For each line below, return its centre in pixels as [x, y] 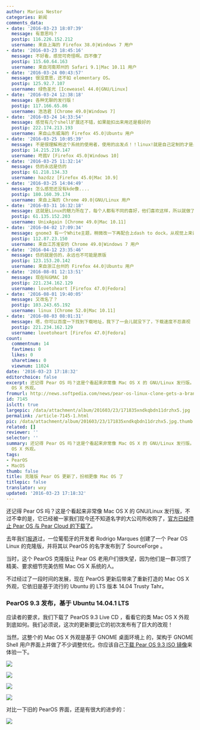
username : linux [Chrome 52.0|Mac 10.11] [64, 311]
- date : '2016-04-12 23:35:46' [45, 250]
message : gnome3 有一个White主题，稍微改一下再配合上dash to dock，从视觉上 [100, 233]
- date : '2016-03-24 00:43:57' [45, 73]
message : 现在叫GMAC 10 [40, 277]
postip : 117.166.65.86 [40, 106]
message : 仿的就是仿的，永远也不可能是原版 [59, 255]
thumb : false [22, 471]
